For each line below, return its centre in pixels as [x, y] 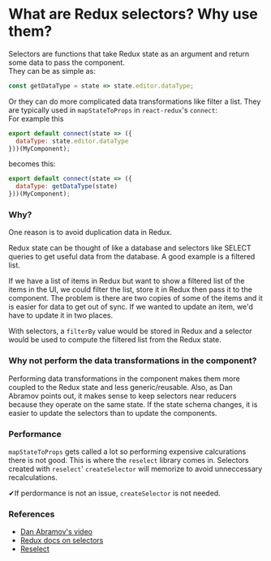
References [32, 514]
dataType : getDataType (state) [67, 186]
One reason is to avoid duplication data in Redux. [90, 233]
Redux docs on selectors [62, 541]
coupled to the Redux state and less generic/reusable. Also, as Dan [120, 387]
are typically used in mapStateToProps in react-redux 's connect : [113, 109]
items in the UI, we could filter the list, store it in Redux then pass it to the [131, 289]
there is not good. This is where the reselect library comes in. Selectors [129, 460]
